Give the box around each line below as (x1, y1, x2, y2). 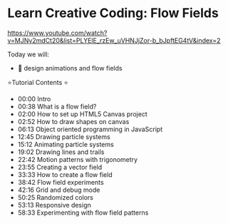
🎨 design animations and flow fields (17, 63, 123, 72)
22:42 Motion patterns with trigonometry (17, 155, 138, 163)
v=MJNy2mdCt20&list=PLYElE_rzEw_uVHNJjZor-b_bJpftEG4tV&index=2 (7, 36, 221, 44)
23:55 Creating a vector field (17, 163, 103, 171)
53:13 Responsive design (17, 200, 91, 209)
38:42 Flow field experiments (17, 178, 105, 186)
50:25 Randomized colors (17, 193, 94, 201)
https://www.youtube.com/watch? (7, 29, 108, 37)
